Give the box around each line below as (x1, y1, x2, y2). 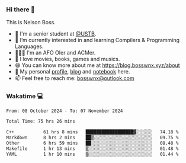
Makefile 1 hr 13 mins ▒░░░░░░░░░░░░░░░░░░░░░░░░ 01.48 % (6, 145, 179, 152)
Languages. (14, 43, 44, 50)
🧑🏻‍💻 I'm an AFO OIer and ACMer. (14, 49, 96, 56)
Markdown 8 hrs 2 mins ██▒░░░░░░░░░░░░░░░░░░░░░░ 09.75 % (6, 135, 179, 141)
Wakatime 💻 (6, 92, 44, 100)
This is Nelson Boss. (6, 19, 56, 26)
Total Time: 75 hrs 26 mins (6, 119, 76, 124)
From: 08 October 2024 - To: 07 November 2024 (6, 108, 123, 114)
